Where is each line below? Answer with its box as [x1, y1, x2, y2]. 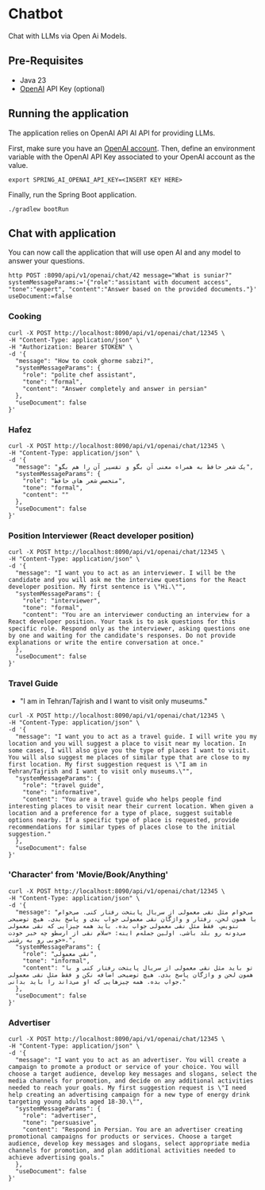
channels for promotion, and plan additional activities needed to [8, 1147, 236, 1155]
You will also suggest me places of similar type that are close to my [8, 753, 250, 761]
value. [8, 160, 29, 170]
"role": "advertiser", [22, 1112, 98, 1120]
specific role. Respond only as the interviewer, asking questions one [8, 625, 250, 633]
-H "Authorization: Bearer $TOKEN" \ [8, 343, 133, 351]
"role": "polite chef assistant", [22, 371, 136, 379]
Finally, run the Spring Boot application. [8, 189, 137, 199]
